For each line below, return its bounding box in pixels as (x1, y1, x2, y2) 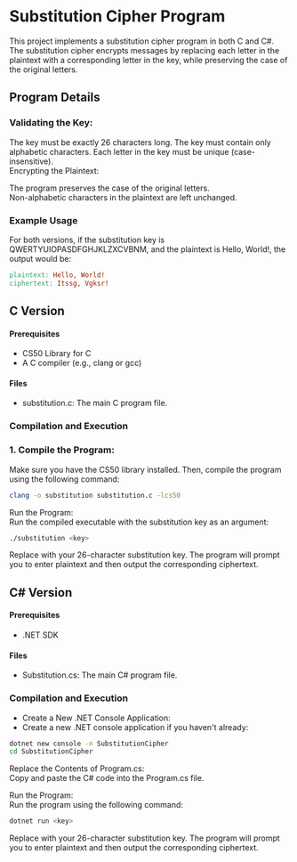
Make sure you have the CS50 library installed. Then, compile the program (9, 464, 282, 475)
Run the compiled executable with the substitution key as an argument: (9, 516, 269, 527)
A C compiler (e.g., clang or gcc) (21, 358, 142, 369)
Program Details (9, 90, 100, 105)
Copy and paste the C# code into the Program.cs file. (9, 773, 205, 784)
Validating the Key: (9, 117, 93, 129)
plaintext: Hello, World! (9, 270, 105, 280)
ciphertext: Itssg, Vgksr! (9, 279, 109, 288)
